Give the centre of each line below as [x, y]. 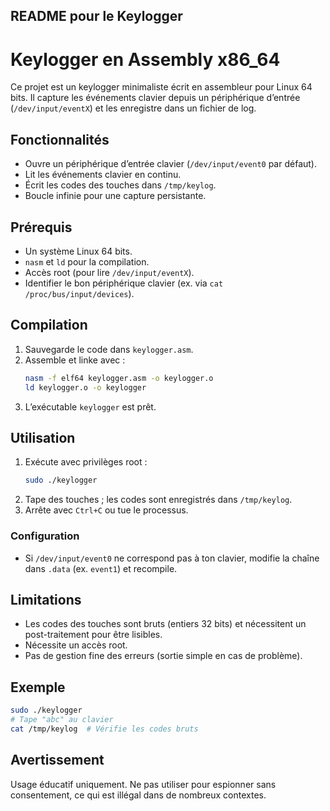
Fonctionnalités [60, 139]
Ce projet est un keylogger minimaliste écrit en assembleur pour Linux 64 [161, 87]
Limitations [46, 599]
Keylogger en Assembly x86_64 [145, 59]
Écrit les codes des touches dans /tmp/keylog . [120, 185]
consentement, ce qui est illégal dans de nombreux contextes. [138, 795]
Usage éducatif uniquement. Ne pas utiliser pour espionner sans [143, 784]
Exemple [38, 687]
